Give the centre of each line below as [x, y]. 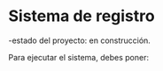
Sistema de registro [82, 16]
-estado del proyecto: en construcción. [80, 40]
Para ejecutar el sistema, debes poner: [79, 57]
